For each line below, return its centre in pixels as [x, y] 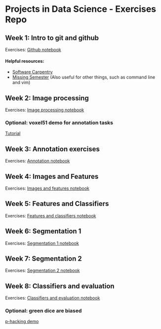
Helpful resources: [25, 61]
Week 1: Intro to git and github [52, 38]
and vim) [21, 82]
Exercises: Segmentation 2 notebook [42, 271]
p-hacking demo [22, 322]
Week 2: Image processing [47, 98]
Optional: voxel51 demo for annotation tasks [59, 123]
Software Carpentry [32, 72]
